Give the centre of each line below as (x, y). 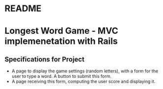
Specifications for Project (44, 59)
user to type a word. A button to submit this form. (61, 76)
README (23, 9)
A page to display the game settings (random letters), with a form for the (85, 71)
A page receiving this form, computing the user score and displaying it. (83, 82)
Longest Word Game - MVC (61, 31)
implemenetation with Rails (61, 41)
